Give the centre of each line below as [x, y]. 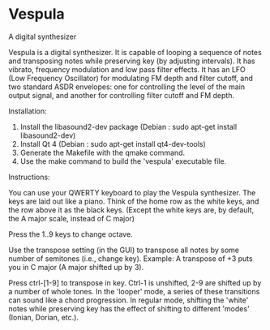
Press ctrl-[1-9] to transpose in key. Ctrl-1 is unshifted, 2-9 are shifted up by [135, 283]
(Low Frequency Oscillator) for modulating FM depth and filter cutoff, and [131, 78]
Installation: [28, 111]
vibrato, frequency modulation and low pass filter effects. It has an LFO [127, 69]
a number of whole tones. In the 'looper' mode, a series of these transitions [134, 291]
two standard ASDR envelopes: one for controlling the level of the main [127, 87]
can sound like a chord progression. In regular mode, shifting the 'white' [129, 300]
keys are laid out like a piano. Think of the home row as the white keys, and [134, 201]
